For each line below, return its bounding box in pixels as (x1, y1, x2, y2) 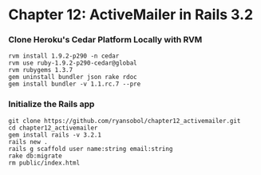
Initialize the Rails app (8, 98, 95, 109)
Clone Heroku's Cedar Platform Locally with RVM (8, 34, 203, 46)
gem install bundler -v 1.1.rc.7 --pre (8, 80, 141, 89)
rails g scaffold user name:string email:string (8, 145, 173, 153)
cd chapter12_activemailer (8, 124, 98, 132)
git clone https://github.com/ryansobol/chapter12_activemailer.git (8, 117, 241, 125)
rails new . (8, 137, 48, 145)
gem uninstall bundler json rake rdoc (8, 74, 137, 82)
